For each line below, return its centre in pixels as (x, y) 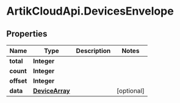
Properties (27, 34)
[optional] (131, 91)
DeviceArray (51, 91)
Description (93, 51)
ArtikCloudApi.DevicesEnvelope (90, 11)
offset (18, 81)
